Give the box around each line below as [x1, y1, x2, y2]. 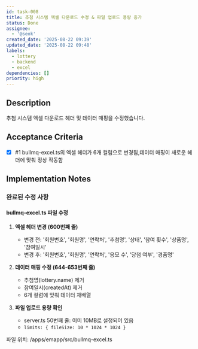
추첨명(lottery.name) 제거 [23, 277, 85, 284]
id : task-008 [6, 8, 39, 15]
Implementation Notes [6, 174, 92, 184]
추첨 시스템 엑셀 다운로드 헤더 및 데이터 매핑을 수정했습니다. [6, 114, 145, 122]
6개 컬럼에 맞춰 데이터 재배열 [23, 292, 92, 299]
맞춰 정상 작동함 [26, 156, 63, 163]
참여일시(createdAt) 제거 [23, 284, 83, 291]
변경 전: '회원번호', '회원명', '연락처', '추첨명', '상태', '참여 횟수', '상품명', [23, 236, 190, 243]
